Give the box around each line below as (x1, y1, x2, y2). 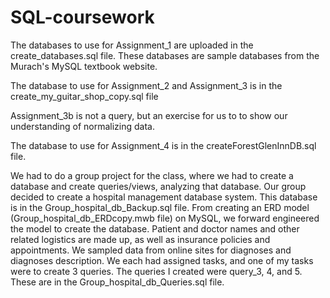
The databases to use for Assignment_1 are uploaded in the (10, 39, 254, 51)
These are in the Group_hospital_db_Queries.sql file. (10, 276, 225, 288)
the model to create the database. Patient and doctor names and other (10, 222, 300, 235)
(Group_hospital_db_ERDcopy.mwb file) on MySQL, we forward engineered (10, 212, 320, 224)
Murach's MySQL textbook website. (10, 60, 158, 72)
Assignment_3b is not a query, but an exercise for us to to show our (10, 109, 288, 121)
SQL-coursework (10, 6, 155, 29)
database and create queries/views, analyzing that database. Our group (10, 180, 307, 192)
